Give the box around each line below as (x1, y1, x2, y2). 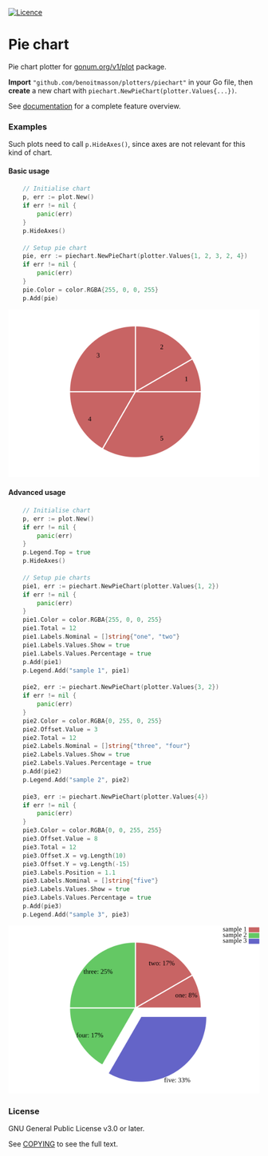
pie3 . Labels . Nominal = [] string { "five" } (22, 877, 159, 885)
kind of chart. (8, 148, 53, 157)
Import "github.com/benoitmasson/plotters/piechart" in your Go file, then (8, 77, 254, 87)
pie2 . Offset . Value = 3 (22, 725, 98, 734)
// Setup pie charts (22, 573, 91, 582)
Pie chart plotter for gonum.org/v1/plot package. (8, 61, 167, 71)
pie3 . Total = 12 (22, 843, 77, 851)
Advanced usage (8, 488, 66, 497)
